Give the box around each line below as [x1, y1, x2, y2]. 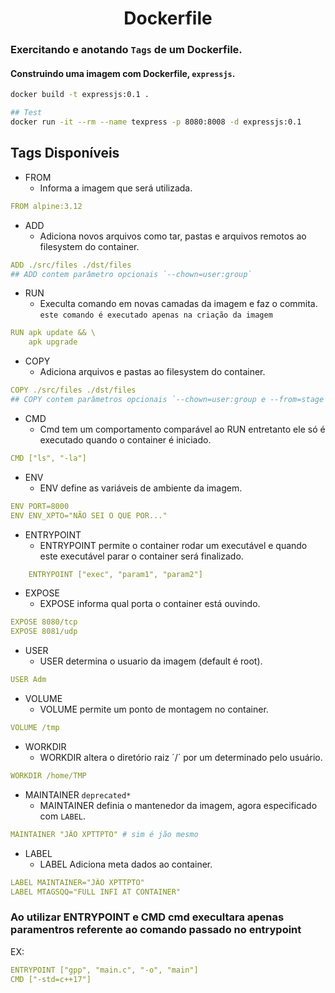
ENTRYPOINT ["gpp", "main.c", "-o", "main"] [10, 965, 199, 975]
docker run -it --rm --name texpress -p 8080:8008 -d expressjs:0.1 [10, 117, 302, 127]
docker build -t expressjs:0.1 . [10, 90, 150, 100]
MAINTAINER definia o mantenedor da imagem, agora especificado [39, 799, 318, 811]
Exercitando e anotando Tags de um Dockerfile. [10, 43, 243, 57]
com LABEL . [39, 810, 87, 822]
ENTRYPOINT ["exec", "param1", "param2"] [28, 569, 203, 579]
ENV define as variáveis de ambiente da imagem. [39, 482, 243, 494]
